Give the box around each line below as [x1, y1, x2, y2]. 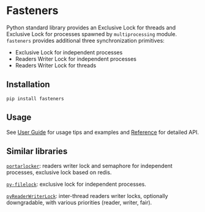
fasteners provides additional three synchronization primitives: [6, 37, 165, 44]
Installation [6, 79, 50, 90]
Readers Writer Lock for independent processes [15, 55, 136, 62]
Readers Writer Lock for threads [15, 62, 97, 69]
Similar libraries [6, 146, 68, 156]
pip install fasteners [6, 95, 64, 101]
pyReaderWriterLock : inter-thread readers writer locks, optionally [6, 192, 168, 200]
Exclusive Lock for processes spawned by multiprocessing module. [6, 30, 177, 37]
